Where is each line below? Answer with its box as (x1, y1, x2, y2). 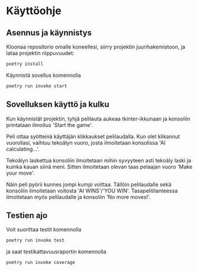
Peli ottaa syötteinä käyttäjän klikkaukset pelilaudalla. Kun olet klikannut (6, 133, 180, 140)
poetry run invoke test (6, 237, 65, 243)
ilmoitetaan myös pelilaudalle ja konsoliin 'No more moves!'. (6, 193, 151, 200)
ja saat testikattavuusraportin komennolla (6, 248, 106, 255)
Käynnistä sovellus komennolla (6, 71, 82, 79)
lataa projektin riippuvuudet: (6, 50, 75, 57)
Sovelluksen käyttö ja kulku (6, 99, 109, 110)
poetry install (6, 61, 44, 67)
